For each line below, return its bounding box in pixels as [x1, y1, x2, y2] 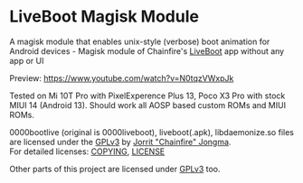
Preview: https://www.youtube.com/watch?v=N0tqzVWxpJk [9, 72, 234, 83]
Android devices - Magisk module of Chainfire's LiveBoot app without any [9, 45, 285, 56]
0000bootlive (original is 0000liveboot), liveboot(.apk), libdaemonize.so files [9, 126, 294, 137]
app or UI [9, 55, 44, 66]
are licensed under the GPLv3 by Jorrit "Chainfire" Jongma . [9, 136, 232, 147]
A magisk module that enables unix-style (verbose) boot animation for [9, 36, 270, 47]
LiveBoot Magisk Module [9, 6, 199, 27]
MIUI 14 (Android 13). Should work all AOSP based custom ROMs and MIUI [9, 99, 287, 110]
